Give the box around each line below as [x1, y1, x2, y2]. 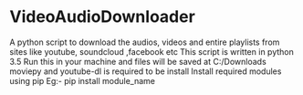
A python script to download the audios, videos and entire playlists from [9, 37, 280, 47]
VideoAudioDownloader [9, 6, 196, 27]
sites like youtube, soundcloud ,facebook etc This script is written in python [9, 46, 294, 57]
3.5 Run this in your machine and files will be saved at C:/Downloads [9, 56, 266, 67]
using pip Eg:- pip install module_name [9, 75, 155, 86]
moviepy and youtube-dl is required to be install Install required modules [9, 66, 282, 77]
